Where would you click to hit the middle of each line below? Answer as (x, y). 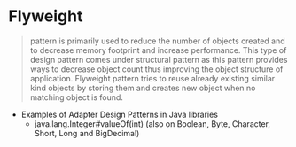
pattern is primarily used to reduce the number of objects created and (157, 41)
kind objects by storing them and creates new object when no (143, 88)
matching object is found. (76, 97)
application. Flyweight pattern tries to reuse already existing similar (152, 78)
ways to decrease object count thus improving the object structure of (156, 69)
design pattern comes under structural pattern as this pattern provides (159, 59)
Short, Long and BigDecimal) (87, 133)
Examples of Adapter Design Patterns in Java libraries (120, 114)
